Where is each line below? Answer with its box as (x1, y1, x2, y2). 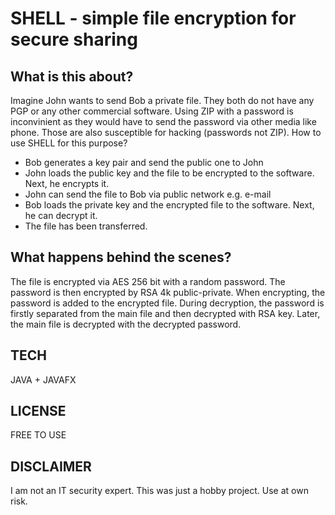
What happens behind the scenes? (10, 249, 232, 266)
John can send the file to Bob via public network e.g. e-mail (24, 188, 272, 200)
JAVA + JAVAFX (10, 373, 77, 386)
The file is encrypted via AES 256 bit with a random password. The (10, 275, 286, 287)
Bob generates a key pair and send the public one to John (24, 157, 264, 168)
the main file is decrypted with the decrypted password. (10, 318, 242, 330)
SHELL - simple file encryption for (10, 7, 297, 30)
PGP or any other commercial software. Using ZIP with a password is (10, 105, 294, 117)
